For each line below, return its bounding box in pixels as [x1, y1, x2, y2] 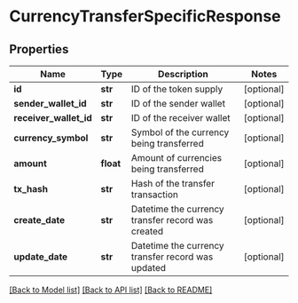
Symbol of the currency [131, 126, 230, 139]
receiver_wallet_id [13, 112, 93, 124]
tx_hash [13, 183, 49, 195]
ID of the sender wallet [131, 98, 226, 109]
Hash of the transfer [131, 178, 216, 189]
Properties [9, 42, 69, 57]
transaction [131, 188, 179, 201]
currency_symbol [13, 132, 89, 144]
